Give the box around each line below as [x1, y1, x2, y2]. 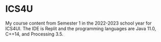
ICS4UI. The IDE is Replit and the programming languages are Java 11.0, [5, 25, 156, 31]
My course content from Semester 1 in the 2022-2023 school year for [5, 20, 152, 26]
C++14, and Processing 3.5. [5, 31, 64, 37]
